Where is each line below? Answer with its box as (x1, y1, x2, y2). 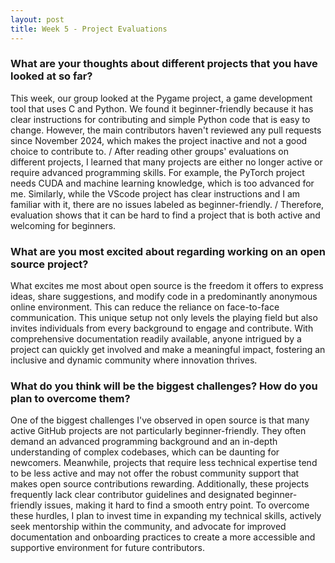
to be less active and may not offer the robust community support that (10, 467, 300, 480)
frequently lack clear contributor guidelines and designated (10, 489, 255, 501)
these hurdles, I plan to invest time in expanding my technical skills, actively (10, 510, 322, 522)
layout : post (10, 14, 65, 25)
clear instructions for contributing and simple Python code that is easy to (10, 113, 311, 125)
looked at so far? (10, 69, 93, 83)
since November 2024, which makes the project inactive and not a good (10, 134, 308, 146)
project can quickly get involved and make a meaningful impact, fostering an (10, 344, 326, 356)
